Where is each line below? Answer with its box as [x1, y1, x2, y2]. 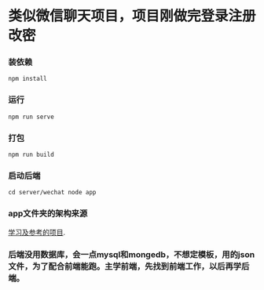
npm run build [8, 150, 55, 159]
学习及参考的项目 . [8, 227, 66, 237]
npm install [8, 75, 47, 83]
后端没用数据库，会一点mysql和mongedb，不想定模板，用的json [8, 248, 255, 259]
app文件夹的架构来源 [8, 208, 88, 219]
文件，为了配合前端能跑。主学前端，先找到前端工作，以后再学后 [8, 260, 250, 271]
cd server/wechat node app [8, 189, 97, 197]
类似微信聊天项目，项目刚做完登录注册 [8, 7, 257, 25]
